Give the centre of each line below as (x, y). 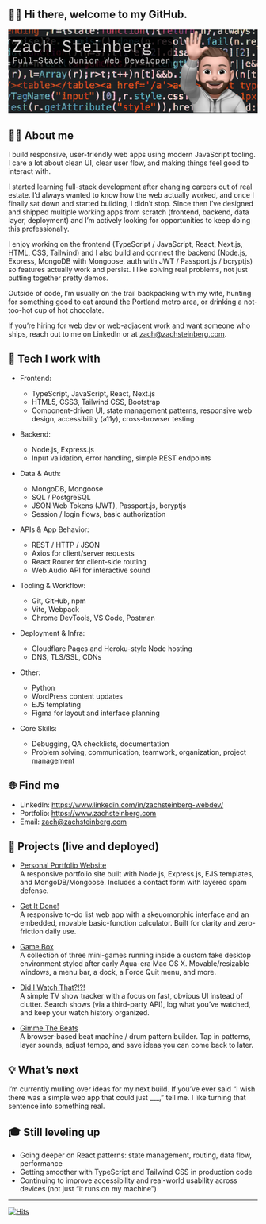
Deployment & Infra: (52, 633)
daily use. (61, 931)
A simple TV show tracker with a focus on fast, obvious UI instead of (131, 996)
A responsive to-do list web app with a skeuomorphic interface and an (134, 914)
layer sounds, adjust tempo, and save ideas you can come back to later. (137, 1045)
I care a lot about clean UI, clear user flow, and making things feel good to (129, 163)
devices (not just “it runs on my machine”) (88, 1189)
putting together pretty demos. (58, 278)
